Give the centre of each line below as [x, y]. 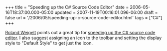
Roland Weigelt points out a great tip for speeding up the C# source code [80, 32]
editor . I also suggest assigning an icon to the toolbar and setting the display [83, 38]
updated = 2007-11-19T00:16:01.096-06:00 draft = [106, 12]
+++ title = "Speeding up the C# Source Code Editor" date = [67, 7]
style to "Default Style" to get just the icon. [49, 43]
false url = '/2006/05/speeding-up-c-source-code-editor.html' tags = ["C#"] [84, 18]
